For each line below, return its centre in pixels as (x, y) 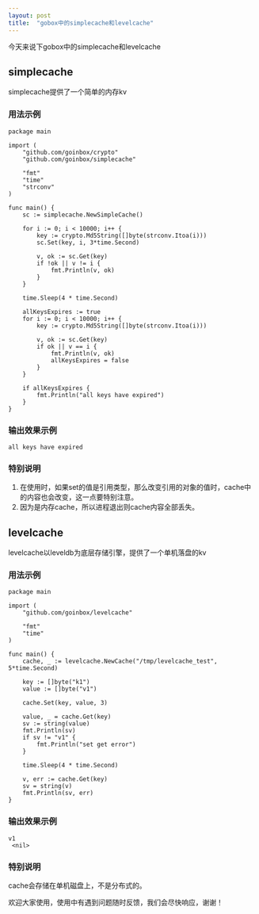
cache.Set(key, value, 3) (65, 703)
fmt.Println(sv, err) (58, 794)
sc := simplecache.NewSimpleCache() (83, 215)
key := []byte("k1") (56, 683)
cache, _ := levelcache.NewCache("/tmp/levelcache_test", (120, 662)
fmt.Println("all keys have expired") (101, 395)
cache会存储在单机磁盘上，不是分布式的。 (77, 885)
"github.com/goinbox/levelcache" (78, 613)
